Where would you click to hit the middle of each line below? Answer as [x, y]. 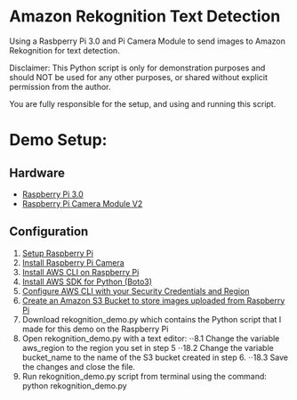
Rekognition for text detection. [64, 50]
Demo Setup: [58, 140]
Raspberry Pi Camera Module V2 [82, 203]
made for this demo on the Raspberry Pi [95, 329]
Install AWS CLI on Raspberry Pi [80, 272]
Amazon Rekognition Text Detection [145, 16]
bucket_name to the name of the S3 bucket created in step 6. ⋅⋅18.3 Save [155, 357]
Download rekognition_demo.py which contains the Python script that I [152, 319]
